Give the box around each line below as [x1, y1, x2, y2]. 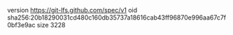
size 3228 [36, 21, 66, 29]
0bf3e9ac [7, 21, 36, 29]
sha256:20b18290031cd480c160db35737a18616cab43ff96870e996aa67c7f [7, 13, 226, 22]
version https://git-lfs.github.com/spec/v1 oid [7, 6, 138, 14]
